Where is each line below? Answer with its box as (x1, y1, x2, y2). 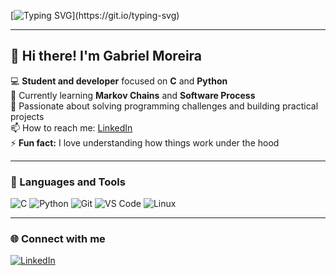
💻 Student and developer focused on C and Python (10, 75, 228, 87)
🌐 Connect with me (10, 232, 106, 246)
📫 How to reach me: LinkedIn (10, 121, 133, 134)
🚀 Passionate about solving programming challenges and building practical (10, 100, 319, 112)
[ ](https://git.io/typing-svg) (10, 10, 180, 21)
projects (10, 110, 45, 122)
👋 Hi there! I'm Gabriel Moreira (10, 48, 203, 65)
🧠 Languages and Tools (10, 175, 126, 189)
